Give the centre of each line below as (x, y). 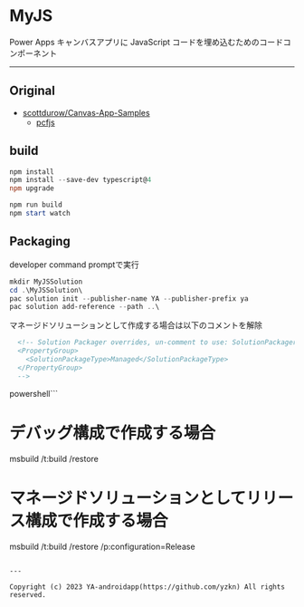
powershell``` (34, 393)
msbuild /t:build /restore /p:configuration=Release (103, 546)
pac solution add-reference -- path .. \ (85, 307)
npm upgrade (32, 188)
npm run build (36, 205)
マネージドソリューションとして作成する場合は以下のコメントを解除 (136, 325)
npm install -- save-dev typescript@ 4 (81, 180)
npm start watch (40, 214)
